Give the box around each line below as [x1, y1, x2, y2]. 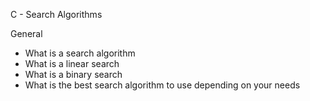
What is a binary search [24, 69, 123, 80]
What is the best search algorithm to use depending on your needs [24, 79, 301, 91]
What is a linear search [24, 58, 120, 69]
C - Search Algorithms [10, 9, 103, 20]
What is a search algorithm [24, 47, 136, 59]
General [10, 28, 43, 39]
